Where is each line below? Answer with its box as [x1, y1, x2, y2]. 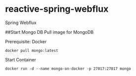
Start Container [5, 56, 36, 62]
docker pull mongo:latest [5, 48, 58, 53]
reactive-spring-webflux [5, 3, 109, 15]
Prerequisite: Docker [5, 38, 47, 45]
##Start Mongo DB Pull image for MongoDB [5, 29, 94, 35]
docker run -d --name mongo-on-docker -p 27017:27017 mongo [5, 66, 132, 71]
